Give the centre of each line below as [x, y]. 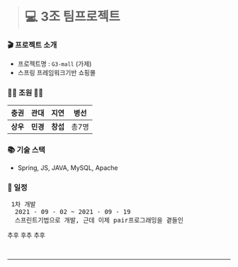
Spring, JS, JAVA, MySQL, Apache [68, 168]
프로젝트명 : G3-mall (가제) [55, 64]
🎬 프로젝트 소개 [32, 45]
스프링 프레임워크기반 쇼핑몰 [57, 73]
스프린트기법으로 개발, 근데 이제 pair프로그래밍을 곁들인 [99, 220]
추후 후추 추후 [27, 235]
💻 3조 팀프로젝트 [72, 17]
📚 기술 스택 [27, 149]
